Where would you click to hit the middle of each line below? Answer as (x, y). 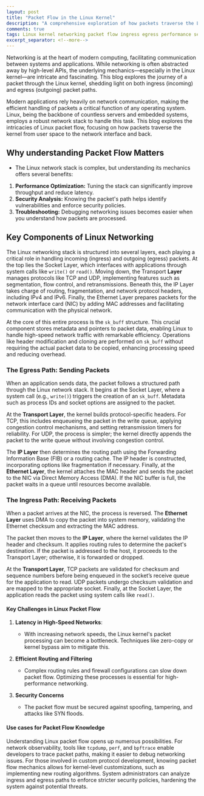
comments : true (25, 29)
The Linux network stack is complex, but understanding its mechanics (103, 167)
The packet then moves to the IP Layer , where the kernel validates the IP (97, 538)
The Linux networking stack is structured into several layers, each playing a (101, 252)
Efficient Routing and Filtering (53, 659)
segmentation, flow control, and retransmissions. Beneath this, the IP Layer (100, 284)
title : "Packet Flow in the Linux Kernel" (61, 18)
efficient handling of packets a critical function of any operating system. (96, 108)
